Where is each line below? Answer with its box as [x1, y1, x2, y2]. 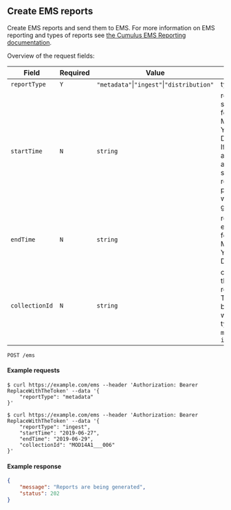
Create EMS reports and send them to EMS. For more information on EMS [7, 23, 215, 32]
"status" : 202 [19, 490, 60, 497]
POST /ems [7, 351, 36, 359]
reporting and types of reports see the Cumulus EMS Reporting [7, 31, 186, 39]
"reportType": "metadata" [19, 394, 94, 401]
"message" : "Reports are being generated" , [19, 484, 146, 491]
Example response [7, 462, 62, 470]
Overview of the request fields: [7, 51, 95, 60]
